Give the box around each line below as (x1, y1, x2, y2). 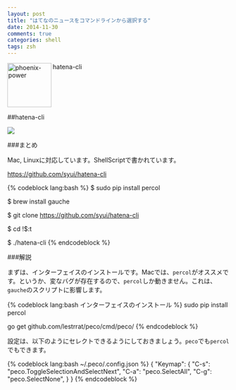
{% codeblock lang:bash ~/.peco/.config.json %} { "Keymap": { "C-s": (7, 360, 211, 368)
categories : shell (7, 37, 61, 44)
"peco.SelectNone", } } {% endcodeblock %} (7, 375, 137, 383)
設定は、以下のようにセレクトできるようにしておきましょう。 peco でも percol (7, 337, 230, 345)
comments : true (7, 30, 52, 37)
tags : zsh (7, 43, 37, 50)
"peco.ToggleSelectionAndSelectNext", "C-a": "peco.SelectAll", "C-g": (7, 367, 213, 375)
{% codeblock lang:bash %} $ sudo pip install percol (7, 184, 161, 191)
